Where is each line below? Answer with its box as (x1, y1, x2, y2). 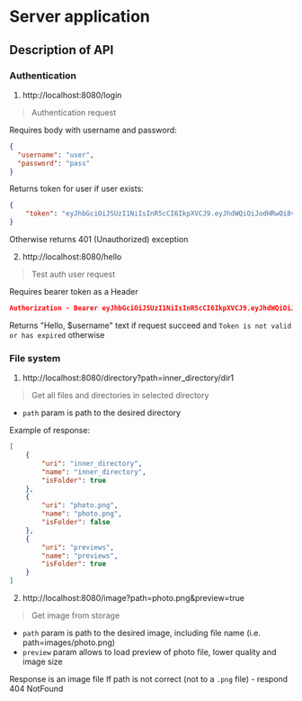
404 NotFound (9, 683, 64, 695)
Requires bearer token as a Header (9, 287, 139, 296)
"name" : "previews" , (41, 551, 119, 560)
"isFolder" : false (41, 518, 111, 527)
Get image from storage (31, 610, 120, 621)
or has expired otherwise (9, 329, 105, 340)
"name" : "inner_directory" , (41, 467, 147, 477)
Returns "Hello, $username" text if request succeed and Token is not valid (9, 320, 292, 331)
